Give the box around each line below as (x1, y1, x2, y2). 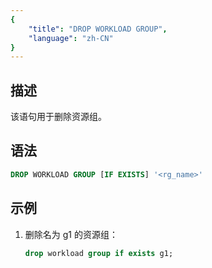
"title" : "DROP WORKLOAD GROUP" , (28, 24, 168, 34)
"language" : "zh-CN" (28, 33, 114, 43)
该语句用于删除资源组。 (10, 111, 107, 123)
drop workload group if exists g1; (24, 248, 174, 258)
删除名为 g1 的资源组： (24, 228, 118, 240)
